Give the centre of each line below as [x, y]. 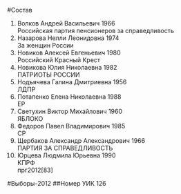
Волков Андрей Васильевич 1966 [66, 23]
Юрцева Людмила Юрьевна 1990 [66, 155]
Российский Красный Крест [59, 60]
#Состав [20, 10]
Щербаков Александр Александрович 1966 [81, 140]
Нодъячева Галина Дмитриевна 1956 [72, 82]
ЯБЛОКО [30, 119]
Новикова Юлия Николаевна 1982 [67, 67]
